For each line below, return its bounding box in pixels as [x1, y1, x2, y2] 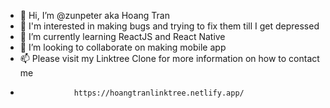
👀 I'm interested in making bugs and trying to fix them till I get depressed [19, 20, 320, 32]
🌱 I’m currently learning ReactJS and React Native [19, 31, 226, 42]
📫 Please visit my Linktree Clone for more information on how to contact [19, 53, 320, 64]
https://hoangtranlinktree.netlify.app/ [73, 88, 245, 98]
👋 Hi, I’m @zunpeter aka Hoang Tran [19, 10, 170, 21]
